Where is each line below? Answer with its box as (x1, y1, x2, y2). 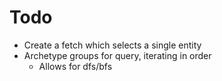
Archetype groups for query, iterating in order (23, 49, 212, 61)
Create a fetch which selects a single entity (23, 39, 202, 51)
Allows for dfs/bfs (38, 60, 113, 72)
